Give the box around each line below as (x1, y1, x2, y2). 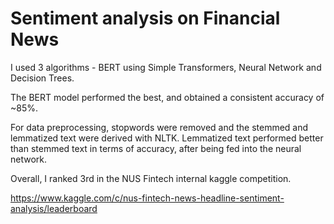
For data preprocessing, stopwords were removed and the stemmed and (10, 121, 309, 133)
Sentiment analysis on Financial (10, 7, 281, 30)
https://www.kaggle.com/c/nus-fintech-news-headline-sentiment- (10, 192, 285, 204)
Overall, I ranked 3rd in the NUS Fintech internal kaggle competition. (10, 172, 292, 184)
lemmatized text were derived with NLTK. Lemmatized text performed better (10, 132, 324, 144)
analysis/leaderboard (10, 202, 98, 214)
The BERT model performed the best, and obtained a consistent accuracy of (10, 91, 325, 103)
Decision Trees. (10, 72, 75, 84)
